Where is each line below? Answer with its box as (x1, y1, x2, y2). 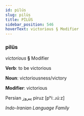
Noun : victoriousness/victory (5, 75, 67, 81)
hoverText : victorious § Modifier (5, 27, 79, 32)
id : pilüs (5, 7, 27, 13)
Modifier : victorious (5, 85, 48, 91)
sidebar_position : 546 (5, 22, 54, 27)
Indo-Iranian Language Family (5, 105, 70, 111)
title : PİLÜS (5, 17, 33, 22)
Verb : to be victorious (5, 65, 52, 71)
